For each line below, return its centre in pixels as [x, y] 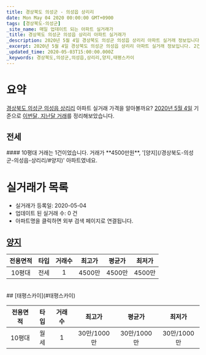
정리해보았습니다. [94, 116]
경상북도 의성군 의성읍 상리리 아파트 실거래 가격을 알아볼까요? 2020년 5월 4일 [100, 108]
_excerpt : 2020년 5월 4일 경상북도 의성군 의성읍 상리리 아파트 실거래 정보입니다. [99, 47]
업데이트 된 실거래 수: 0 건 [46, 213]
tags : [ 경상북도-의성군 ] [34, 23]
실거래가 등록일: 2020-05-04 [51, 205]
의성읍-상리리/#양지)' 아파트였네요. [56, 161]
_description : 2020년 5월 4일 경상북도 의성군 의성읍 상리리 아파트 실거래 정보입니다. [104, 40]
